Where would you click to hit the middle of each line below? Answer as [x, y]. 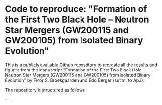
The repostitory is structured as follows [45, 90]
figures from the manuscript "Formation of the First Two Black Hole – [75, 70]
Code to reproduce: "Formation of [76, 9]
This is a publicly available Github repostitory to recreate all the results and [81, 65]
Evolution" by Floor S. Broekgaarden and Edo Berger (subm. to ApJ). [75, 80]
